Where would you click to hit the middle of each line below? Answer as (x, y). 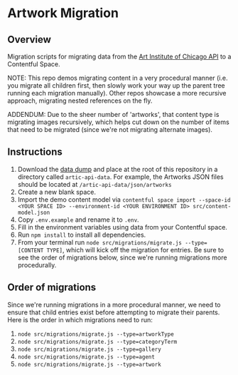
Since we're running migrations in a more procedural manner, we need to (114, 304)
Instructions (35, 152)
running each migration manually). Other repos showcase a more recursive (117, 93)
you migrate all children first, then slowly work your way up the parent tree (116, 86)
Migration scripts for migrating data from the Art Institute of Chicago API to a (119, 56)
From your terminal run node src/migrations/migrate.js (100, 242)
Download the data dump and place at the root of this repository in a (118, 169)
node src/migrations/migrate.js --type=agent (86, 357)
